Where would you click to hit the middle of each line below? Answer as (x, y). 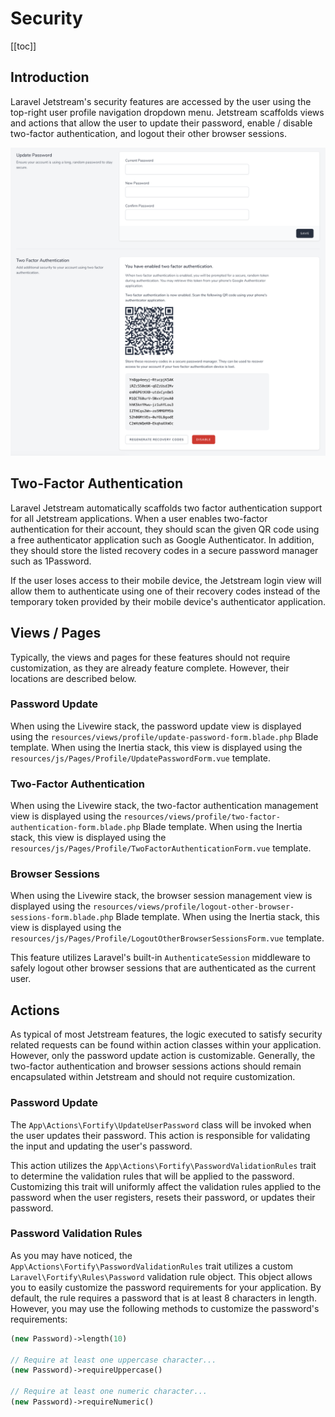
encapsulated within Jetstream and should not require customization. (153, 1077)
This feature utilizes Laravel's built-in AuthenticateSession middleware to (160, 958)
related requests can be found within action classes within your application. (166, 1045)
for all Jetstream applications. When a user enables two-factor (139, 518)
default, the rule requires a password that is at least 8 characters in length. (164, 1298)
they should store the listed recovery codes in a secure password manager (164, 550)
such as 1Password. (51, 561)
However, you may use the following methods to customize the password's (165, 1308)
